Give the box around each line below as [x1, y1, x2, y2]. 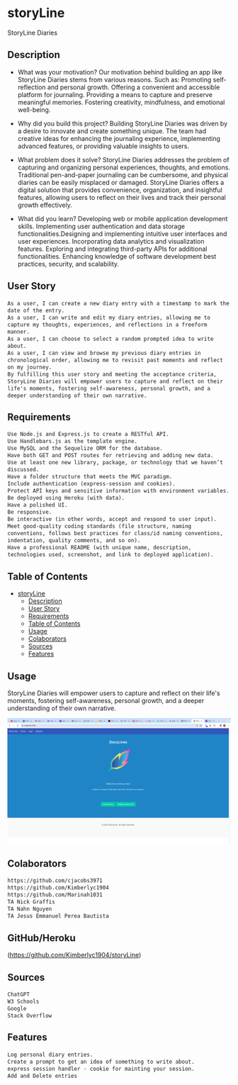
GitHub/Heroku [7, 932, 76, 944]
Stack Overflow [7, 1012, 52, 1019]
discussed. [7, 466, 40, 473]
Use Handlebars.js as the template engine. [7, 438, 138, 445]
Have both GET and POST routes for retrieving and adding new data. [7, 452, 214, 459]
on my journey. [7, 364, 52, 371]
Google [7, 1005, 27, 1012]
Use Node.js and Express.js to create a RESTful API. [7, 431, 170, 438]
